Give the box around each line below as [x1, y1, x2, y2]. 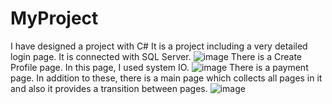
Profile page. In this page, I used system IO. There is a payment [10, 61, 309, 73]
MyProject [10, 7, 99, 30]
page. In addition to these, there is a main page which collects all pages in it [10, 72, 323, 84]
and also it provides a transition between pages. [10, 82, 208, 94]
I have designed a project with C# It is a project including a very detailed [10, 40, 308, 52]
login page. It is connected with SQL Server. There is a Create [10, 50, 302, 62]
